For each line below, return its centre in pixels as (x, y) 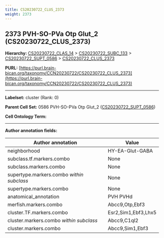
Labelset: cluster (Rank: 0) (32, 98)
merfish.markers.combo (35, 205)
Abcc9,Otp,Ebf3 (126, 205)
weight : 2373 (18, 14)
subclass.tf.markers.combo (39, 159)
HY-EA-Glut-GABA (130, 151)
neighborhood (24, 151)
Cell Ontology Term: (26, 117)
